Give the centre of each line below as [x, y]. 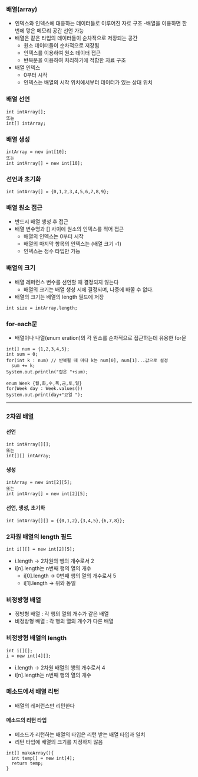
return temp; [27, 763]
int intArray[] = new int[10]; [44, 163]
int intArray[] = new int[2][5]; [47, 494]
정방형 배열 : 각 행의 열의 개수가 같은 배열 [62, 614]
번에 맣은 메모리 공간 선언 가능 [49, 31]
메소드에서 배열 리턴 [33, 691]
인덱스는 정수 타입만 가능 [52, 251]
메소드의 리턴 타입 [27, 720]
